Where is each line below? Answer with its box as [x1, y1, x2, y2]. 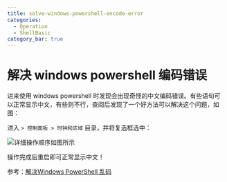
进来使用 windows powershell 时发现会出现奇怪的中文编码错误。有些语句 [7, 92, 215, 100]
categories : [7, 17, 42, 23]
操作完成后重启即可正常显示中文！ [7, 153, 105, 161]
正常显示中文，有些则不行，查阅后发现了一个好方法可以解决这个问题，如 [12, 101, 219, 109]
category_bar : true [7, 36, 64, 43]
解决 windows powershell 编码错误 [7, 68, 208, 83]
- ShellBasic [13, 29, 51, 37]
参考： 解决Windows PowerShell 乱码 [7, 168, 112, 176]
